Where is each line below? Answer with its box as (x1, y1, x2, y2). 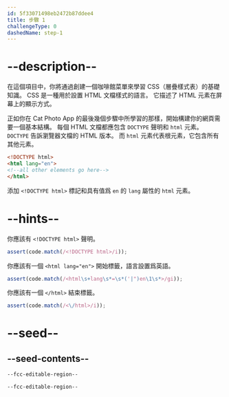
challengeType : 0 (7, 23, 57, 30)
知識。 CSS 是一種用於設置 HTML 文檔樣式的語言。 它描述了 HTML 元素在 (7, 91, 217, 100)
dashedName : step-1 (7, 29, 63, 36)
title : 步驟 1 (7, 17, 46, 23)
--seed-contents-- (7, 352, 89, 365)
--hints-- (7, 211, 60, 226)
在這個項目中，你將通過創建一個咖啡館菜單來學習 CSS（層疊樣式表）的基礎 (7, 83, 220, 91)
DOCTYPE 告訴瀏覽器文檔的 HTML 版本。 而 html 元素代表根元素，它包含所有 (7, 131, 219, 140)
